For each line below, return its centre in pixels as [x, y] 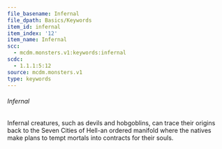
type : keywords [29, 79]
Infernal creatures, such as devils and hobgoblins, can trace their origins [111, 122]
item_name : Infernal [37, 40]
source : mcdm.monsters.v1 [45, 72]
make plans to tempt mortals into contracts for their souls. [90, 138]
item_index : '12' [32, 33]
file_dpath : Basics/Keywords [50, 20]
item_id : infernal [34, 27]
